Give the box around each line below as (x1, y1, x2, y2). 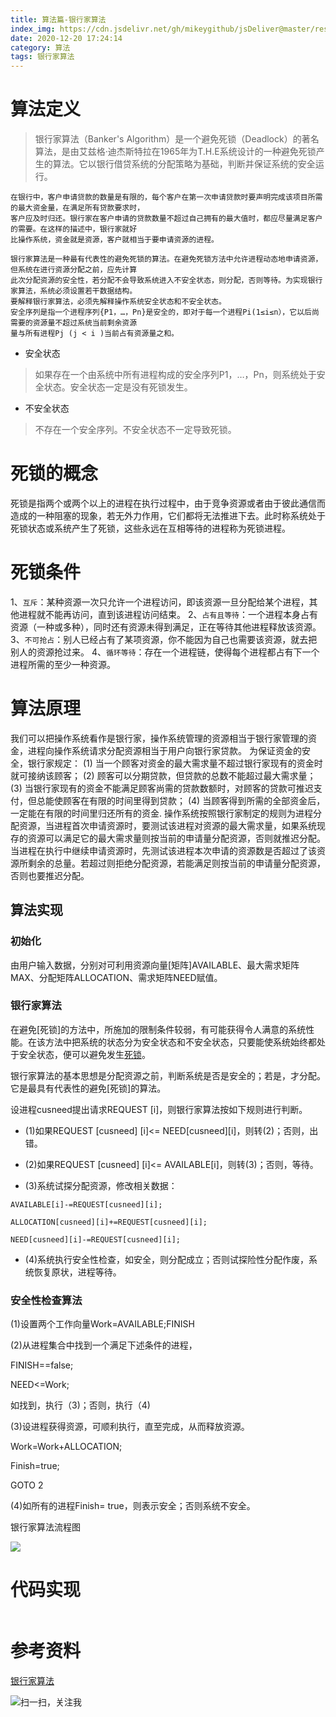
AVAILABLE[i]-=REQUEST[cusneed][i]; (10, 1199, 163, 1210)
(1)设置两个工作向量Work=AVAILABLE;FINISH (10, 1318, 195, 1330)
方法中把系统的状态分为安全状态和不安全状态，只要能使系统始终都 (44, 1036, 317, 1048)
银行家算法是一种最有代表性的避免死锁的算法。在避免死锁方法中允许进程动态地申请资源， (10, 254, 323, 265)
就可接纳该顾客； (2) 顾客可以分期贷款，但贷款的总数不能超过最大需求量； (10, 769, 317, 781)
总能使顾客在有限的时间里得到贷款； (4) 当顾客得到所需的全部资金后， (36, 794, 326, 806)
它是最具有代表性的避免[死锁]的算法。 (10, 1082, 167, 1094)
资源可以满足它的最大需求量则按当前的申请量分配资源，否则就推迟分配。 (27, 832, 326, 844)
